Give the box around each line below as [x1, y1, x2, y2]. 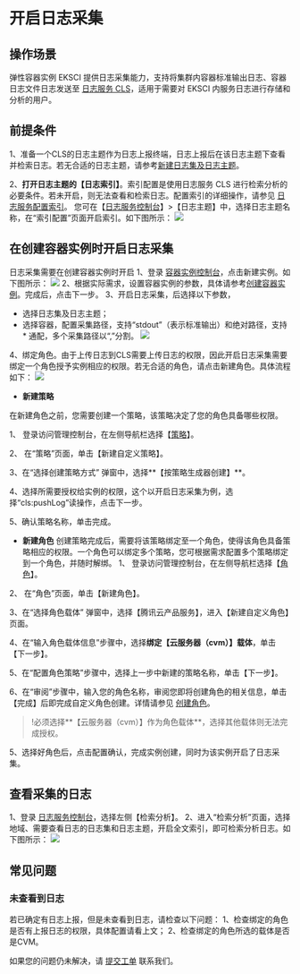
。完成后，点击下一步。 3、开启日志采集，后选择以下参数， [17, 288, 236, 300]
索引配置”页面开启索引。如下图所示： [36, 212, 173, 223]
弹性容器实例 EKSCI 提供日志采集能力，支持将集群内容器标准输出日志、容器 [9, 73, 287, 82]
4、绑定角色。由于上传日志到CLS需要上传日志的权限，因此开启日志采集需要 [9, 349, 288, 360]
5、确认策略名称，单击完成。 [9, 516, 116, 526]
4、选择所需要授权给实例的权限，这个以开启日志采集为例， [9, 485, 226, 497]
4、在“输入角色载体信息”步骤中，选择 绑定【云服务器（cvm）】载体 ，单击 [9, 637, 277, 647]
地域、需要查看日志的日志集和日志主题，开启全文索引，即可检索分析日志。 [9, 823, 283, 833]
